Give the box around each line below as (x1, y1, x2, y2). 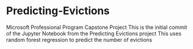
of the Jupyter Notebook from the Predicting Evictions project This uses (6, 30, 182, 37)
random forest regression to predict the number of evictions (6, 36, 153, 43)
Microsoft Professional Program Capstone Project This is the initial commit (6, 24, 188, 31)
